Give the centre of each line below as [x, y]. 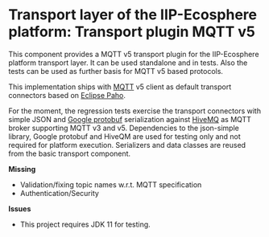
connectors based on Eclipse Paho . [67, 95]
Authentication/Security [59, 193]
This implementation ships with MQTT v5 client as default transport [120, 87]
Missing [22, 169]
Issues [20, 208]
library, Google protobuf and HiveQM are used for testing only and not [125, 136]
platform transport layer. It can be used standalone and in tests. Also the [128, 63]
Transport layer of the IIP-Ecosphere [133, 15]
